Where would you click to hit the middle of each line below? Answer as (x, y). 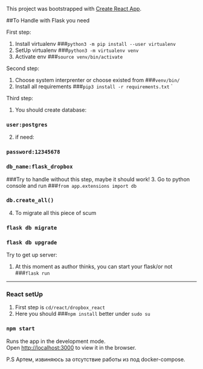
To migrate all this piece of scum (56, 213)
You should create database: (50, 110)
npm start (21, 329)
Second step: (23, 68)
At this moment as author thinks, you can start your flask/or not (94, 267)
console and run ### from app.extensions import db (72, 185)
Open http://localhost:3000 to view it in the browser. (71, 347)
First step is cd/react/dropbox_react (60, 307)
